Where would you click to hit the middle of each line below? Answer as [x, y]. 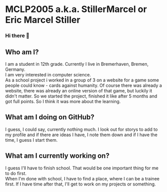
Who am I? [22, 52]
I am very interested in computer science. [48, 74]
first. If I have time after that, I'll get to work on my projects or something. [81, 184]
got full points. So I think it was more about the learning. [63, 101]
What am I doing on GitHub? [50, 117]
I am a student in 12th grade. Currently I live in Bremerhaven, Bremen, [77, 64]
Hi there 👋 [18, 36]
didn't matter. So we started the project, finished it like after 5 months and [81, 96]
